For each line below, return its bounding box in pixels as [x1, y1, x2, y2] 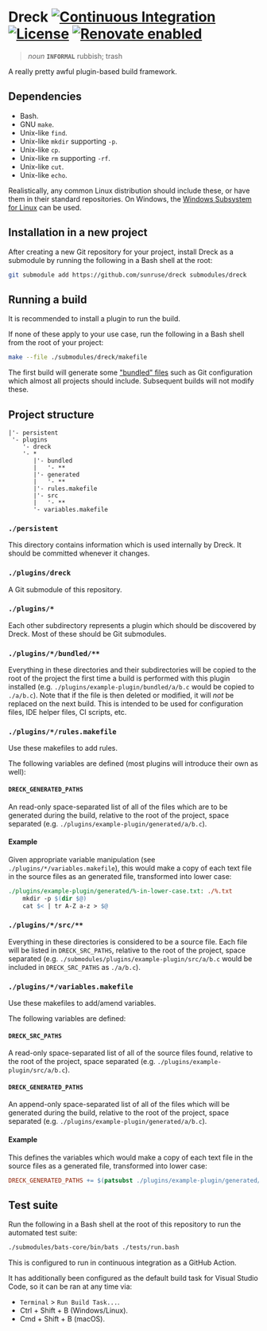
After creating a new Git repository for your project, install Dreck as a [8, 247, 234, 257]
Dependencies [8, 90, 82, 104]
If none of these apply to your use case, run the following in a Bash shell [8, 329, 245, 339]
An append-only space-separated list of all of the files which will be [8, 1100, 230, 1109]
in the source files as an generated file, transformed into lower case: [8, 871, 232, 881]
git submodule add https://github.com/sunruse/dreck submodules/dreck [8, 271, 247, 279]
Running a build [8, 293, 87, 306]
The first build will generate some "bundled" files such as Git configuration [8, 367, 253, 378]
